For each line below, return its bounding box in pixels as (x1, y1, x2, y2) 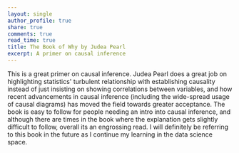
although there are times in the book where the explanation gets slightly (7, 115, 218, 123)
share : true (7, 23, 43, 31)
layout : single (7, 10, 53, 18)
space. (7, 137, 28, 146)
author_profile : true (7, 17, 72, 24)
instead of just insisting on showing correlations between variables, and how (7, 85, 233, 93)
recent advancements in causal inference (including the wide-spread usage (7, 92, 230, 100)
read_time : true (7, 37, 56, 44)
